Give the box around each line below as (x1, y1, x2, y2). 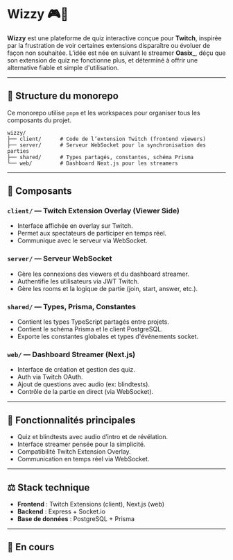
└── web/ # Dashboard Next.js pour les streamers (7, 160, 178, 167)
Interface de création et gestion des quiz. (17, 365, 135, 374)
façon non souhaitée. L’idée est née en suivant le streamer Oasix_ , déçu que (7, 49, 226, 57)
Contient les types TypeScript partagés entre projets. (17, 318, 170, 326)
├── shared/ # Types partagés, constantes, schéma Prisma (7, 154, 194, 160)
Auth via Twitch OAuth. (17, 373, 83, 381)
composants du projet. (7, 116, 71, 124)
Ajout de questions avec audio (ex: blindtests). (17, 380, 150, 388)
